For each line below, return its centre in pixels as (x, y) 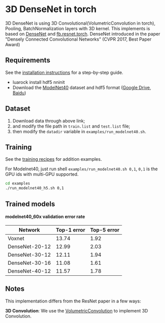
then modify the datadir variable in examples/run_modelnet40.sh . (79, 131)
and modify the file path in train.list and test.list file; (71, 126)
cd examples (18, 184)
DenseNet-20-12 (29, 246)
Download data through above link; (49, 121)
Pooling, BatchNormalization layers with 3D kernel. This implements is (78, 28)
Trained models (30, 204)
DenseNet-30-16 (29, 263)
